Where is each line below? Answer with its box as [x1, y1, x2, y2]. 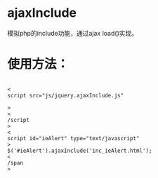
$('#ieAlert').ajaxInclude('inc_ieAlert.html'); [7, 147, 152, 154]
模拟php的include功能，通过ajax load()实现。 [7, 29, 138, 37]
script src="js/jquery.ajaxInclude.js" [7, 92, 124, 99]
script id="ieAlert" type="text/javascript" [7, 135, 140, 142]
